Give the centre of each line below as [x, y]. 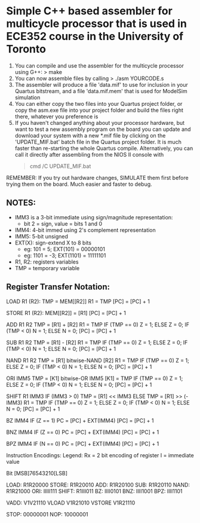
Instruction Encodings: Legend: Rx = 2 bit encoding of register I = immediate [100, 455]
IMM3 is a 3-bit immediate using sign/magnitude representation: [94, 217]
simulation [27, 97]
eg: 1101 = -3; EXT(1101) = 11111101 [65, 255]
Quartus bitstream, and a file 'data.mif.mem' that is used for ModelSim [101, 91]
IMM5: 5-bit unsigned [41, 236]
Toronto [26, 49]
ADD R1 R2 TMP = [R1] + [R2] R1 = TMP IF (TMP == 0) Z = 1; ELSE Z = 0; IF [98, 325]
